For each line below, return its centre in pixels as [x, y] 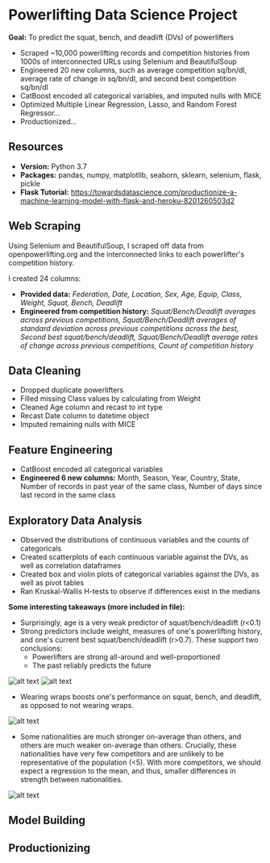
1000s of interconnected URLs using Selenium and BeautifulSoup [128, 61]
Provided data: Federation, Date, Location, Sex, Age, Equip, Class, [131, 294]
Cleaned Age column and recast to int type [91, 407]
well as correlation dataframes [71, 566]
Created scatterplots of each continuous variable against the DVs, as [134, 557]
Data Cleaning [45, 370]
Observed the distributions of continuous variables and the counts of [135, 540]
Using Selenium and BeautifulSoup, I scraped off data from [106, 245]
